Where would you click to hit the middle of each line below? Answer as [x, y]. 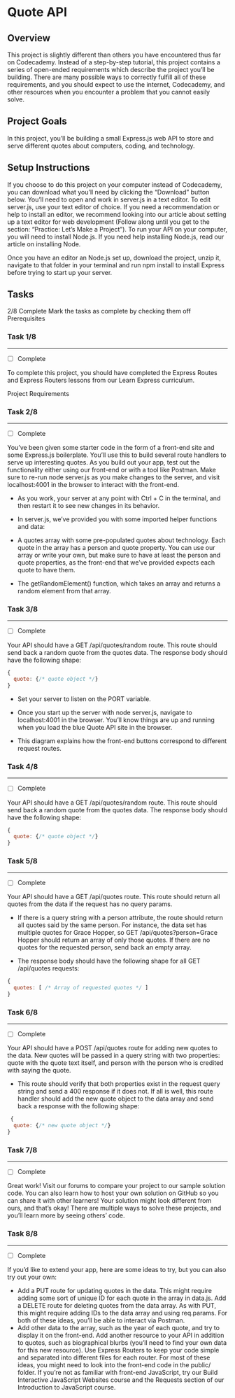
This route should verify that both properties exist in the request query [119, 1084]
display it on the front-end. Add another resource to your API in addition [121, 1335]
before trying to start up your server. [60, 272]
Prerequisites [26, 318]
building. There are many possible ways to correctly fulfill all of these [107, 77]
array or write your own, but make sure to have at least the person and [119, 555]
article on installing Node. [44, 244]
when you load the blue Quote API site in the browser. [95, 728]
